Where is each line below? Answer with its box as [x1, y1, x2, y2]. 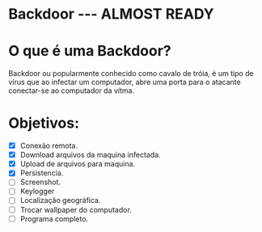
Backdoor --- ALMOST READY [8, 5, 214, 23]
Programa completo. [19, 213, 89, 223]
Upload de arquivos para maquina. [19, 159, 136, 169]
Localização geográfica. [19, 196, 101, 205]
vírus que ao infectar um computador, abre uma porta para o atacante [8, 78, 241, 87]
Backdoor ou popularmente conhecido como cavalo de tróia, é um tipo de [8, 69, 255, 78]
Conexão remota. [19, 141, 78, 150]
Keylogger [19, 187, 55, 196]
